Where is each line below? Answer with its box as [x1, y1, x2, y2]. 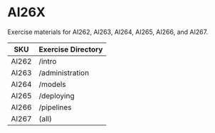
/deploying [38, 91, 75, 100]
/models [38, 79, 66, 89]
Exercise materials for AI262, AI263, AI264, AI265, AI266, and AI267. [7, 28, 209, 36]
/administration [38, 68, 90, 78]
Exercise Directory [38, 44, 103, 54]
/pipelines [38, 102, 73, 112]
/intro [38, 56, 57, 66]
